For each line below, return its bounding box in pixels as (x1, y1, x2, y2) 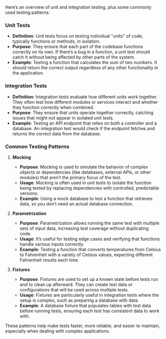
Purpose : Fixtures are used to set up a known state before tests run (19, 276, 159, 282)
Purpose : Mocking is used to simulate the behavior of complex (19, 164, 148, 170)
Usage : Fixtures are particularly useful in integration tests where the (19, 292, 159, 298)
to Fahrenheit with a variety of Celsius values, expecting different (19, 252, 153, 258)
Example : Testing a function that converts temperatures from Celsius (19, 246, 161, 252)
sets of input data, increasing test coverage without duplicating (19, 225, 149, 231)
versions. (19, 190, 39, 196)
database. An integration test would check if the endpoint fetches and (12, 125, 155, 131)
